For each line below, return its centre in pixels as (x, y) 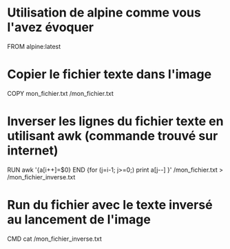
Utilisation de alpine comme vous (104, 13)
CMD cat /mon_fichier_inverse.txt (54, 239)
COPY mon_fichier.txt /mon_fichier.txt (60, 93)
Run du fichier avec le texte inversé (110, 205)
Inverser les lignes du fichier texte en (115, 121)
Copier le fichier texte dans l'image (109, 74)
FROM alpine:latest (34, 46)
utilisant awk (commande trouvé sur (113, 136)
